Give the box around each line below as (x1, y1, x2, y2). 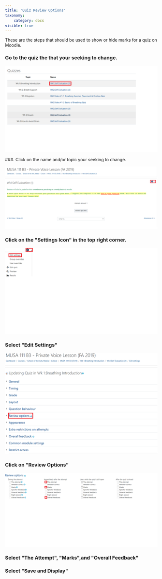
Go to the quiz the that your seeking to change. (5, 54, 118, 61)
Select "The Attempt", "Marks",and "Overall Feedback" (5, 554, 139, 561)
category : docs (14, 18, 44, 23)
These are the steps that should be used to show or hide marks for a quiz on (5, 37, 157, 43)
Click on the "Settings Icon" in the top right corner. (5, 236, 127, 243)
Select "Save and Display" (5, 567, 69, 574)
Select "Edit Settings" (5, 341, 58, 348)
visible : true (5, 23, 34, 28)
